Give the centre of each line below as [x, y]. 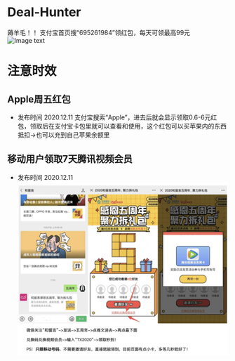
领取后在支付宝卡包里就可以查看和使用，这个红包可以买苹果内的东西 [128, 126]
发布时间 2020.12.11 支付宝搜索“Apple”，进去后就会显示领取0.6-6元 [114, 117]
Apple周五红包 [39, 99]
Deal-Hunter [44, 12]
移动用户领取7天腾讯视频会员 [70, 159]
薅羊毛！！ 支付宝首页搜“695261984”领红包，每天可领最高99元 [99, 32]
